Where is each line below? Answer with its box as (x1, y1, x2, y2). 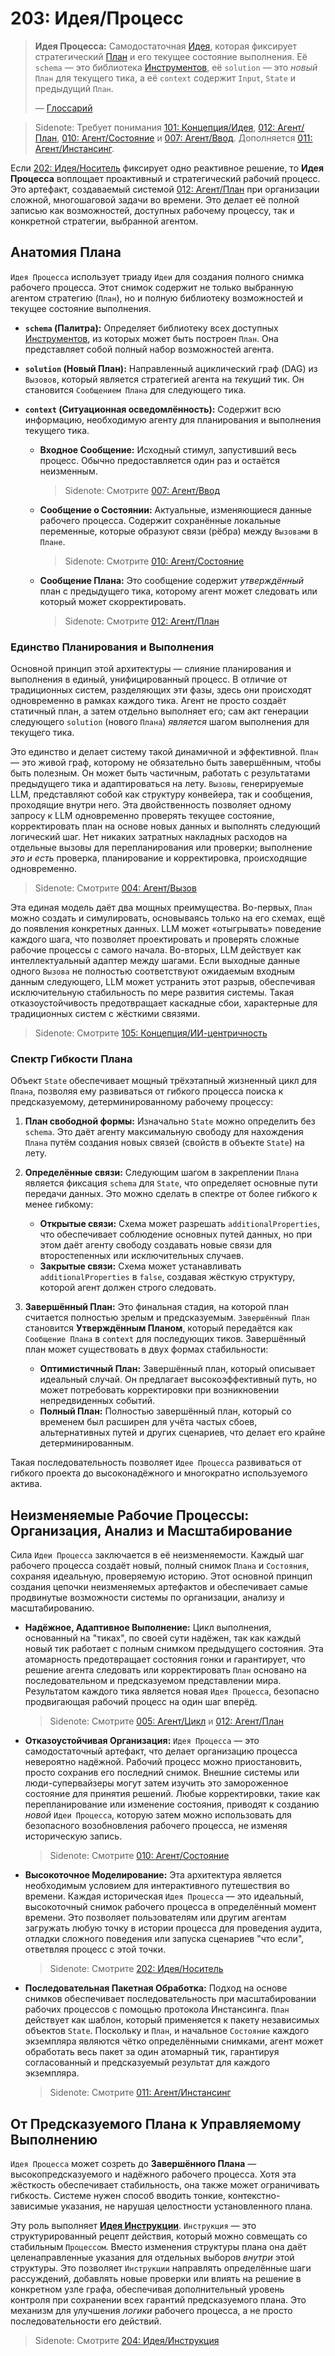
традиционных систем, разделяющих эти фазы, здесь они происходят (10, 684, 312, 696)
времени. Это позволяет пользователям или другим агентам (24, 1912, 287, 1924)
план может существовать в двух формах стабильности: (24, 1343, 269, 1356)
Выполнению (10, 2131, 98, 2148)
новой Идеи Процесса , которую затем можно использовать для (24, 1809, 292, 1821)
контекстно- (227, 2189, 281, 2201)
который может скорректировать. (39, 595, 187, 607)
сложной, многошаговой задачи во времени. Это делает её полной (10, 193, 300, 206)
